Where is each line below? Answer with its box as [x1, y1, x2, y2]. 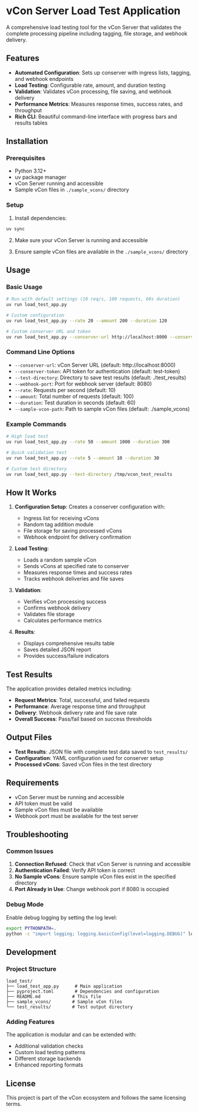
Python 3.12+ [14, 167, 47, 175]
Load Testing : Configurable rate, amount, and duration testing [14, 81, 166, 89]
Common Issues [6, 847, 54, 855]
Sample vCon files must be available [14, 806, 103, 813]
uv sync [6, 226, 25, 231]
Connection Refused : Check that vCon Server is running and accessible [14, 860, 191, 868]
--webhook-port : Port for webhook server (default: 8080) [14, 380, 152, 387]
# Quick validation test [6, 449, 67, 455]
